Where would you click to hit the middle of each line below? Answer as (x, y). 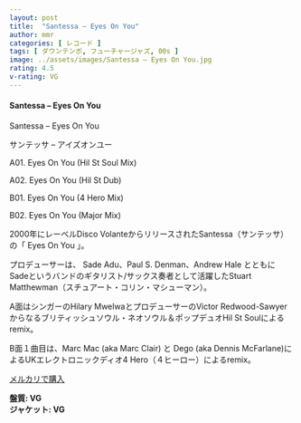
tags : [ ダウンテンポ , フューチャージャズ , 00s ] (94, 52)
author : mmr (32, 34)
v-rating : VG (34, 77)
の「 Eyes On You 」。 (49, 245)
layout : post (34, 18)
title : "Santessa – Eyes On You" (75, 26)
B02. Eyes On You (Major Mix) (66, 215)
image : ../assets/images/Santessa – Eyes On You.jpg (111, 60)
